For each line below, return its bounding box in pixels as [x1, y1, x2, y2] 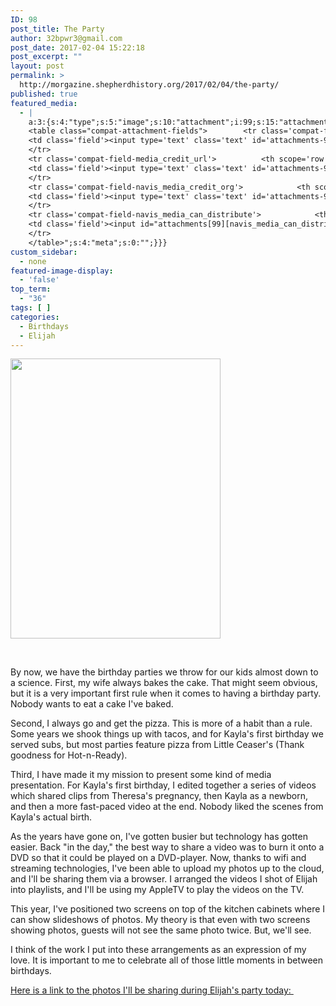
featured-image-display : [10, 266, 114, 276]
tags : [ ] [10, 303, 52, 313]
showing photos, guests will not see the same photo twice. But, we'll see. [10, 924, 312, 936]
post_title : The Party [10, 24, 105, 34]
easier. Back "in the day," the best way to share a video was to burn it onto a [10, 841, 325, 853]
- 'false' [19, 275, 60, 285]
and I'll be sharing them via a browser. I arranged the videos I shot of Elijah [10, 873, 318, 885]
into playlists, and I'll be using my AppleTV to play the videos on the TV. [10, 884, 305, 896]
